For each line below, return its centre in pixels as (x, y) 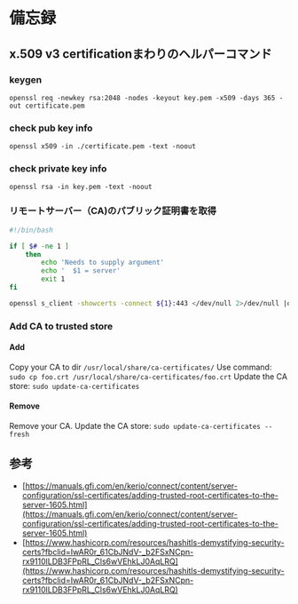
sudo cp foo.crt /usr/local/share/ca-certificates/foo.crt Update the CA (149, 376)
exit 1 (53, 279)
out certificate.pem (47, 106)
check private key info (58, 169)
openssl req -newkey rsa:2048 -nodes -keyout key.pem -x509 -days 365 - (146, 98)
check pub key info (51, 128)
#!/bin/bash (31, 230)
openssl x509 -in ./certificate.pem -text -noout (103, 147)
